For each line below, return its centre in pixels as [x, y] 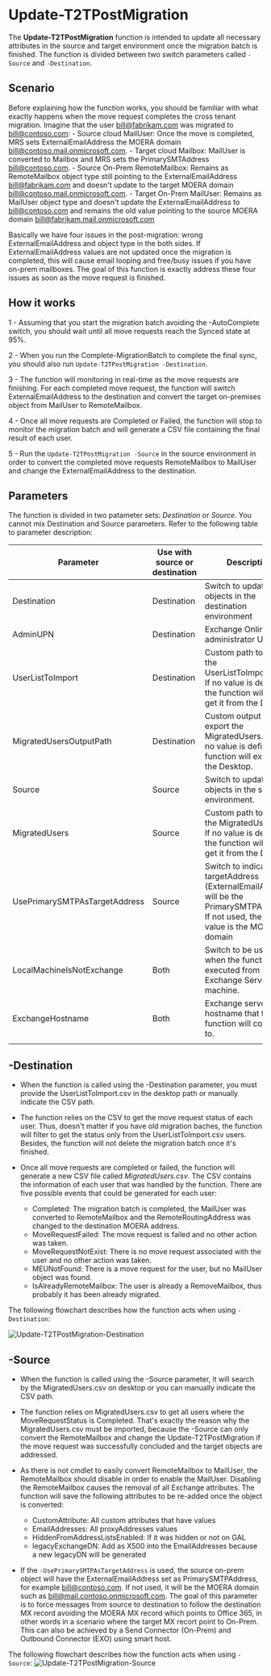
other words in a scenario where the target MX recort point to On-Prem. [139, 1622]
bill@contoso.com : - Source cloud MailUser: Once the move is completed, [131, 133]
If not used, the [233, 917]
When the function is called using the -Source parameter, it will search [137, 1379]
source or [175, 562]
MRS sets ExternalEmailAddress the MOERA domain [95, 142]
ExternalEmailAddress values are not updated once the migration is [120, 252]
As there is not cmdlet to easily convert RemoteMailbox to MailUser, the [139, 1470]
